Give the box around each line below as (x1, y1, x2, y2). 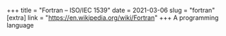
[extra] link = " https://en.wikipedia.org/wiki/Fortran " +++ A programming (6, 13, 219, 22)
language (6, 21, 34, 29)
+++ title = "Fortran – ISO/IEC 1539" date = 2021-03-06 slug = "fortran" (6, 6, 215, 14)
